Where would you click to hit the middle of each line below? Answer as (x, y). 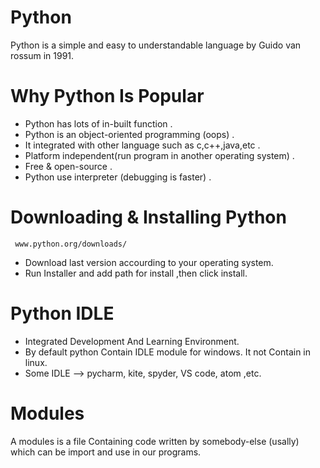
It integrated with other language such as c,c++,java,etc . (142, 145)
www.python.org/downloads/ (71, 244)
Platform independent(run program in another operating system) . (159, 155)
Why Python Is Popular (107, 96)
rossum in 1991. (42, 55)
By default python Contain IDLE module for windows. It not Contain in (168, 352)
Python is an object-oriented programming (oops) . (129, 134)
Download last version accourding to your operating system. (149, 262)
